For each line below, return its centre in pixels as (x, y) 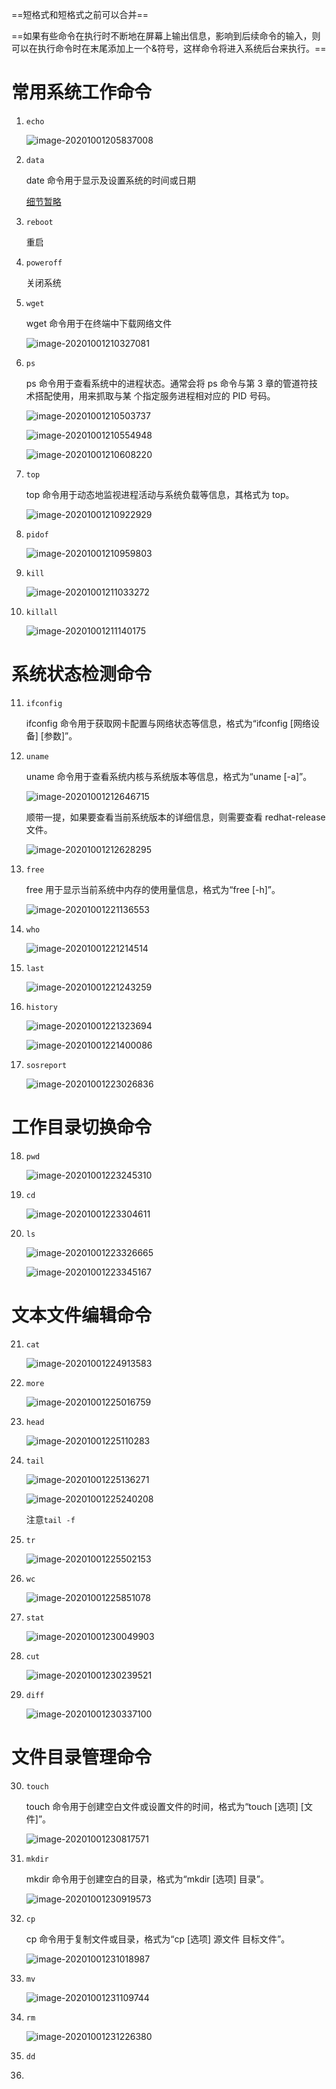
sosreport (46, 1065)
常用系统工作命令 (82, 92)
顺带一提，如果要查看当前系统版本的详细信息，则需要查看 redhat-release (175, 817)
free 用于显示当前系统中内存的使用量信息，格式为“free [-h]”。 (153, 889)
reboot (39, 222)
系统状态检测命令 (82, 674)
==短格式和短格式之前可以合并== (80, 14)
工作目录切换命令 (82, 1127)
